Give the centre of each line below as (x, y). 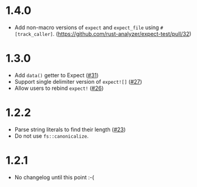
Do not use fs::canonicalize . (51, 136)
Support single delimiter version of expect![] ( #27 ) (78, 81)
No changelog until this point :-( (54, 177)
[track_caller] (34, 34)
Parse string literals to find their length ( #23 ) (70, 129)
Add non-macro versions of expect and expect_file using (87, 27)
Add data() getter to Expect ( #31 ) (57, 75)
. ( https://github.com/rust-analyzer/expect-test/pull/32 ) (123, 33)
